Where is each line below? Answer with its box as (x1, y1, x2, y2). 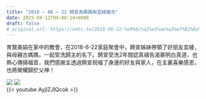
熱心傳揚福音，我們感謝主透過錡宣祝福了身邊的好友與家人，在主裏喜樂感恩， (6, 59, 200, 66)
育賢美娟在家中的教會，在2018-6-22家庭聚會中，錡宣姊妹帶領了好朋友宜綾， (6, 43, 200, 51)
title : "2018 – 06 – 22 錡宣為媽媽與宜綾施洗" (6, 9, 118, 15)
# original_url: (6, 26, 48, 32)
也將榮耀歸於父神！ (6, 67, 55, 74)
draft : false (6, 20, 40, 26)
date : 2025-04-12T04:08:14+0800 (6, 15, 89, 21)
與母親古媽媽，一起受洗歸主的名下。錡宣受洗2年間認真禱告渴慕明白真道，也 (6, 51, 198, 59)
